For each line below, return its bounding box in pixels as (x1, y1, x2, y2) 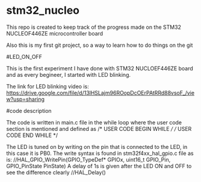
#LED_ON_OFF (6, 53, 42, 60)
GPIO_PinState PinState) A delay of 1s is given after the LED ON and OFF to (6, 162, 192, 169)
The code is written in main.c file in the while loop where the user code (6, 118, 182, 126)
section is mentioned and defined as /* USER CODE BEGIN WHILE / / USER (6, 125, 192, 132)
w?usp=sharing (6, 96, 45, 103)
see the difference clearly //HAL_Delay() (6, 169, 107, 176)
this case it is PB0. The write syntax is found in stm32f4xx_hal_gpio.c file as (6, 150, 194, 157)
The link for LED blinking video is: (6, 82, 89, 90)
